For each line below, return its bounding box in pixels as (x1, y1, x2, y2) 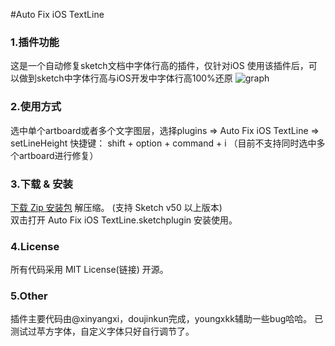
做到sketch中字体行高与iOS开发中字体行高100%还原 (18, 72, 233, 84)
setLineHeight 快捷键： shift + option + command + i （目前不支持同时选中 (10, 137, 317, 149)
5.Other (10, 289, 48, 303)
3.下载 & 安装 (10, 177, 73, 191)
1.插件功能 (10, 35, 60, 49)
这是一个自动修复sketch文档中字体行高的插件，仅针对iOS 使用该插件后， (10, 60, 309, 72)
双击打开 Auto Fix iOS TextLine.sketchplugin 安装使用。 (10, 214, 238, 226)
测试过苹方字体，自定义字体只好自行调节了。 (10, 325, 195, 338)
